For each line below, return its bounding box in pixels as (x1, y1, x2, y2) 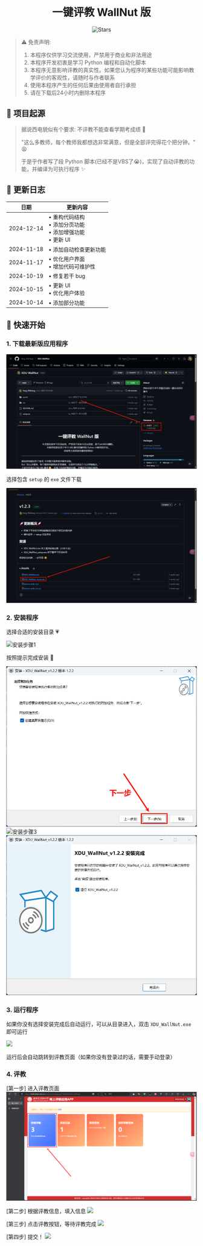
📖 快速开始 (6, 320, 45, 330)
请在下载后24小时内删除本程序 (30, 89, 106, 96)
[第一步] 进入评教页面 (6, 1085, 60, 1092)
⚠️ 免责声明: (21, 38, 51, 45)
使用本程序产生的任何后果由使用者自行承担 (30, 81, 137, 88)
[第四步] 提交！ (6, 1233, 44, 1241)
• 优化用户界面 (48, 255, 85, 262)
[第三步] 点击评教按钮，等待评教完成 (6, 1221, 97, 1228)
